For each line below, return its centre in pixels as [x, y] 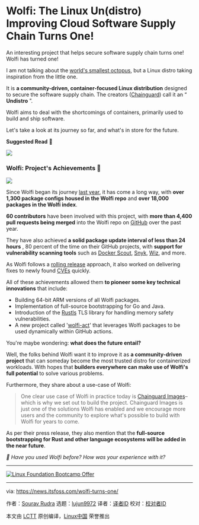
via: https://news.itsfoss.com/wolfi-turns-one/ [62, 491]
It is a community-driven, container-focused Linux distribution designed [97, 88]
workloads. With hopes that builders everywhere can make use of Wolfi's [97, 367]
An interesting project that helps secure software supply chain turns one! [95, 52]
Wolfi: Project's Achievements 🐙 [54, 168]
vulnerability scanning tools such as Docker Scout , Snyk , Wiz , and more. [96, 253]
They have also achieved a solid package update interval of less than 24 [96, 240]
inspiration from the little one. [42, 77]
